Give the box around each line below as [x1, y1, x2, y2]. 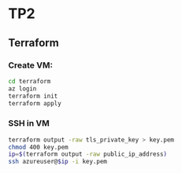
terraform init [8, 92, 58, 100]
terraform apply [8, 99, 61, 107]
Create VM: [8, 60, 54, 71]
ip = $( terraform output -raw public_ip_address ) [8, 150, 168, 158]
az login [8, 84, 37, 93]
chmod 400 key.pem [8, 143, 69, 151]
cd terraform [8, 77, 51, 85]
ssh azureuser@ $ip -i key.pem [8, 158, 108, 166]
